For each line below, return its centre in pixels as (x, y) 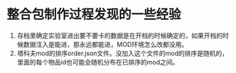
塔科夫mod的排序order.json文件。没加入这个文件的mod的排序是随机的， (123, 53)
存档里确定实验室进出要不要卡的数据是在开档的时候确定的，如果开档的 (120, 35)
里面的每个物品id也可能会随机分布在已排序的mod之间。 (98, 62)
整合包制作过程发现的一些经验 (94, 15)
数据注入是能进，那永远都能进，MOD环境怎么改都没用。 (106, 44)
